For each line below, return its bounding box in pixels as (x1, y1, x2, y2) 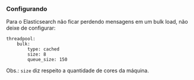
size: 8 (27, 52, 46, 57)
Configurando (6, 5, 47, 13)
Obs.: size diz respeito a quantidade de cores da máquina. (6, 67, 150, 74)
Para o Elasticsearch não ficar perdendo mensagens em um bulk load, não (6, 18, 188, 25)
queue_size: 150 (27, 57, 68, 63)
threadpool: (6, 36, 36, 42)
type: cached (27, 46, 60, 52)
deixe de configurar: (6, 24, 56, 31)
